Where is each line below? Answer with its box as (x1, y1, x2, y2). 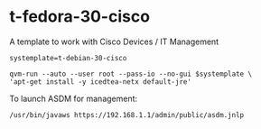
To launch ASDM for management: (9, 93, 138, 104)
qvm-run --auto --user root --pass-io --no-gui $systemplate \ (9, 69, 253, 78)
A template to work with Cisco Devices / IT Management (9, 36, 219, 47)
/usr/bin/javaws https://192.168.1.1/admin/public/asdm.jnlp (9, 110, 245, 119)
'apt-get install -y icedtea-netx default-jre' (9, 77, 192, 87)
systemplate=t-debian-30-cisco (9, 53, 127, 62)
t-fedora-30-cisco (9, 6, 151, 27)
